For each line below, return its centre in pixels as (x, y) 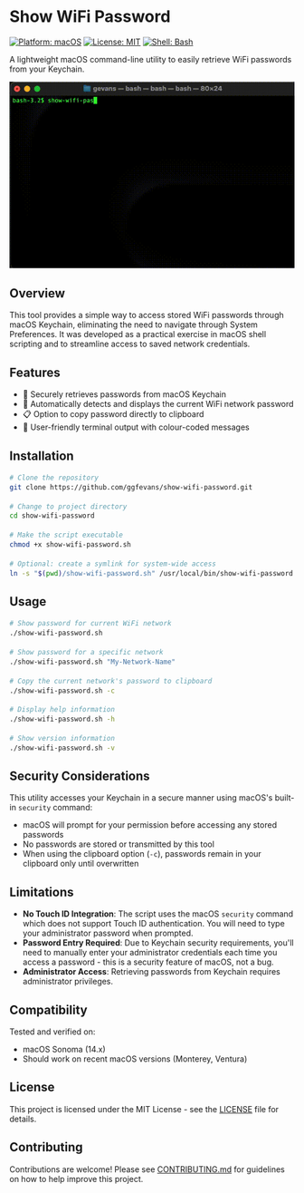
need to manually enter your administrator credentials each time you (150, 953)
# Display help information (62, 710)
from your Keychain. (47, 69)
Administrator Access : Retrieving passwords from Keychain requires (151, 972)
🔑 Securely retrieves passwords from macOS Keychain (124, 394)
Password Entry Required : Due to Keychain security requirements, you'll (158, 943)
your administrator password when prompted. (108, 933)
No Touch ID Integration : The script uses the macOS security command (158, 914)
